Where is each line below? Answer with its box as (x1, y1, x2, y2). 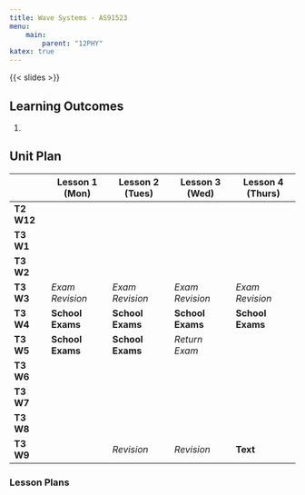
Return (173, 332, 203, 345)
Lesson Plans (9, 476, 70, 489)
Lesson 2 (118, 175, 160, 188)
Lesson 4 (242, 175, 284, 188)
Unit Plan (9, 149, 62, 164)
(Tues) (123, 187, 154, 200)
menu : (9, 22, 30, 31)
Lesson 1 (56, 175, 98, 188)
